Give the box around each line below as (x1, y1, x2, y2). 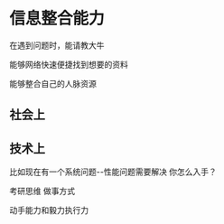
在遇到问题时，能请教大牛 (9, 40, 105, 51)
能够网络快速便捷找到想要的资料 (9, 59, 128, 70)
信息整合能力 (9, 8, 106, 29)
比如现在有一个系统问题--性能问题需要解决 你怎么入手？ (9, 166, 217, 177)
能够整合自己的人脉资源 (9, 78, 97, 89)
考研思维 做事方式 (9, 186, 75, 197)
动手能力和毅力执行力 (9, 205, 89, 216)
